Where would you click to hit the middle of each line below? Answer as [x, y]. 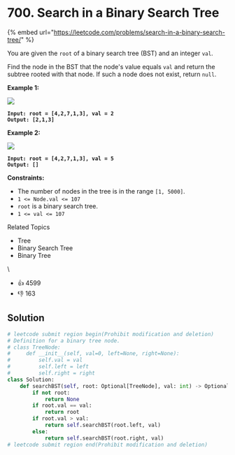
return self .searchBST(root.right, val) [104, 438]
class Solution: [31, 380]
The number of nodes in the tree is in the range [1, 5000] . [101, 191]
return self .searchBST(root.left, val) [102, 425]
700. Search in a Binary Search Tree [113, 13]
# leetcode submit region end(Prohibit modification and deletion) [108, 445]
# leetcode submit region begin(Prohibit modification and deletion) [111, 334]
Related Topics [29, 227]
